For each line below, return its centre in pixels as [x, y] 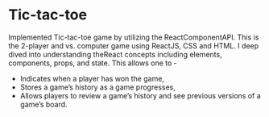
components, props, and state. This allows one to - [93, 63]
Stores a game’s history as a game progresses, [97, 87]
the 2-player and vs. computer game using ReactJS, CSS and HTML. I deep [134, 45]
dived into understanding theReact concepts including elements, [116, 54]
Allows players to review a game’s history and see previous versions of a [141, 95]
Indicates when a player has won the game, [92, 78]
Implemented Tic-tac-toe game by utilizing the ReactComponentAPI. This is [134, 37]
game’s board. [43, 104]
